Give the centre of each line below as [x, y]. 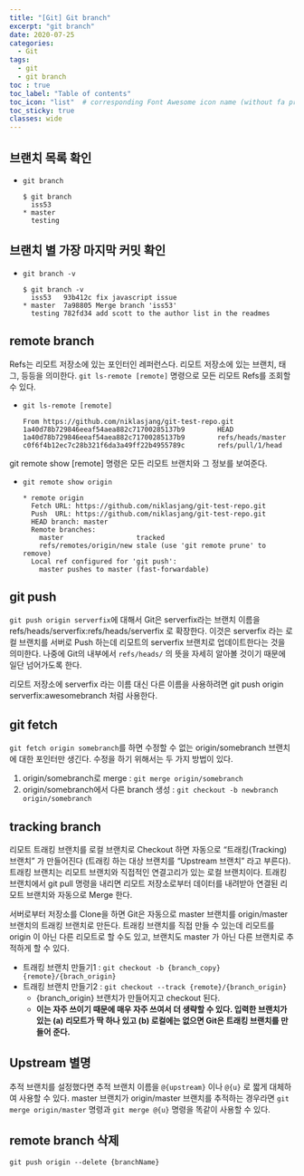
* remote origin [53, 498]
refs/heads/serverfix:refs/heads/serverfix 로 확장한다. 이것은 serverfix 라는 [146, 631]
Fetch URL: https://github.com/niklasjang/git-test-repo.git [149, 506]
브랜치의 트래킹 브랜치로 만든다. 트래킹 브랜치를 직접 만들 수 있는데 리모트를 [142, 925]
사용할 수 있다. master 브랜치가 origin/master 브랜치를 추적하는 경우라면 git [154, 1098]
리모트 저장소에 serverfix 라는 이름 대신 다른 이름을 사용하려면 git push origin [147, 684]
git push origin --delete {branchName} [85, 1162]
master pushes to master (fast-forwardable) [124, 569]
